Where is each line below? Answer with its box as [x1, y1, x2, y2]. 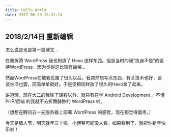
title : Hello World [5, 7, 47, 13]
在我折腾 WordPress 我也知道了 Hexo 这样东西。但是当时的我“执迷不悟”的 [5, 58, 160, 64]
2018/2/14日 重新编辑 [5, 32, 73, 41]
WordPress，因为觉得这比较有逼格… [9, 64, 86, 70]
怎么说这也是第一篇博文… [5, 47, 59, 53]
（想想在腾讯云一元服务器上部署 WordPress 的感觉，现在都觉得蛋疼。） [5, 109, 154, 115]
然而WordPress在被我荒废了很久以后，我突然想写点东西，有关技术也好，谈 [5, 75, 162, 81]
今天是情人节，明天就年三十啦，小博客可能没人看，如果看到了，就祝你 [5, 120, 153, 126]
